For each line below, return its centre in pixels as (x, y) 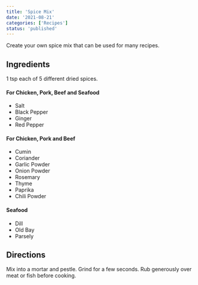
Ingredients (28, 64)
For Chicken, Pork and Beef (41, 138)
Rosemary (28, 177)
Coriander (27, 158)
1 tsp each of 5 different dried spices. (52, 79)
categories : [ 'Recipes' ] (37, 23)
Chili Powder (31, 196)
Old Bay (25, 230)
